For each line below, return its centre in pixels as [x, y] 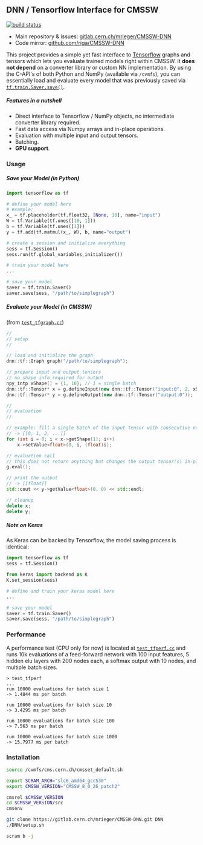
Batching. [27, 141]
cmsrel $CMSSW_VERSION [35, 797]
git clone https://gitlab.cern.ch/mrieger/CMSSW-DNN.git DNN [85, 820]
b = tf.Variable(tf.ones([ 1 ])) [46, 227]
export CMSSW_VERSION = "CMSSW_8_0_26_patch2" [63, 786]
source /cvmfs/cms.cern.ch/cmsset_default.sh [64, 770]
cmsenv [14, 809]
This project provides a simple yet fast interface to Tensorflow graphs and [98, 55]
